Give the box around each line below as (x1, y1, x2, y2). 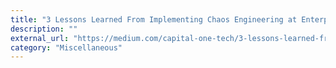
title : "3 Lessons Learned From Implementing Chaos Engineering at (10, 14, 298, 25)
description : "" (10, 24, 78, 34)
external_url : (10, 33, 70, 43)
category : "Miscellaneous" (10, 42, 123, 53)
